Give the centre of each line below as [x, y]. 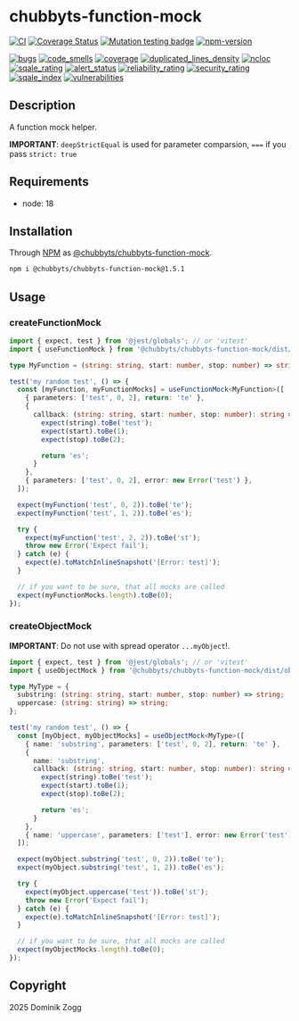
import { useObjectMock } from [67, 670]
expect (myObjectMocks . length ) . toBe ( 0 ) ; [91, 950]
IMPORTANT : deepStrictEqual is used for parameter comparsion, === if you [148, 144]
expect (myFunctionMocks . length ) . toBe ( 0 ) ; [95, 595]
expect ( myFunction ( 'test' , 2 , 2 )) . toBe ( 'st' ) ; [113, 537]
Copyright [38, 986]
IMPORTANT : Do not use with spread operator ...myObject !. [120, 645]
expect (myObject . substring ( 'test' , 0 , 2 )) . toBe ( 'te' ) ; [121, 859]
